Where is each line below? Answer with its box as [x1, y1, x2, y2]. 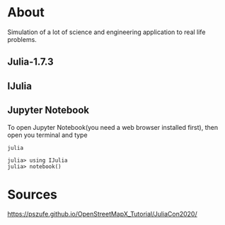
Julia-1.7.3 [7, 56, 54, 68]
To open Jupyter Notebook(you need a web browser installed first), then [7, 123, 218, 131]
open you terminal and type [7, 131, 88, 139]
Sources [7, 186, 58, 202]
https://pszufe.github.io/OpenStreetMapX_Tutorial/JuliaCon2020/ [7, 210, 197, 219]
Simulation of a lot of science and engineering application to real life [7, 28, 206, 36]
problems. [7, 35, 37, 43]
